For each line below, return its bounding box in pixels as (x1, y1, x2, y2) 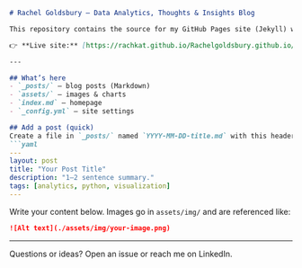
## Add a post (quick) (9, 122, 94, 132)
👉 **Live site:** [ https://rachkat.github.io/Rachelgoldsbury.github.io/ (9, 40, 296, 49)
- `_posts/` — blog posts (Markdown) (9, 82, 151, 91)
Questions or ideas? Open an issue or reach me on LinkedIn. (9, 248, 233, 259)
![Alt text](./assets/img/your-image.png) (9, 223, 171, 233)
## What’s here (9, 73, 67, 83)
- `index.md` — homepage (9, 99, 102, 108)
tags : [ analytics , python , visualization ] (9, 182, 171, 191)
